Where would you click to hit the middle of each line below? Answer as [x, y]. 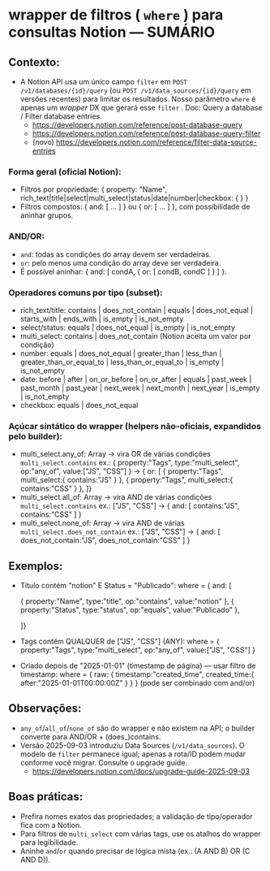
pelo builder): [36, 436]
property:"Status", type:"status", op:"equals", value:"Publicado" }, [130, 610]
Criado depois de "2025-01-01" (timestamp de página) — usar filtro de [138, 665]
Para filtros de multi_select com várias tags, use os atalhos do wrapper [140, 834]
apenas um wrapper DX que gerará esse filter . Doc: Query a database [141, 108]
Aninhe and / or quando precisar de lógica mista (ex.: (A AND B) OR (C [135, 851]
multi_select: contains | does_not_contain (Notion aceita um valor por [135, 336]
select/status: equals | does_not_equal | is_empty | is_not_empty [128, 327]
